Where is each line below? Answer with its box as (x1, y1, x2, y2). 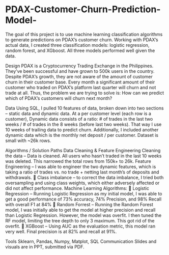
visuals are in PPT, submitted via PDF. (5, 243, 85, 250)
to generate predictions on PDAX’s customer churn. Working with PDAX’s (5, 37, 159, 43)
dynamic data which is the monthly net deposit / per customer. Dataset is (5, 132, 159, 138)
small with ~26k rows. (5, 137, 51, 144)
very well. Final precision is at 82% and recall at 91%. (5, 228, 117, 235)
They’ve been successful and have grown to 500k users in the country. (5, 68, 155, 74)
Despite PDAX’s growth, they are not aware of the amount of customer (5, 73, 153, 79)
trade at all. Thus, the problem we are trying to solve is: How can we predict (5, 90, 164, 96)
